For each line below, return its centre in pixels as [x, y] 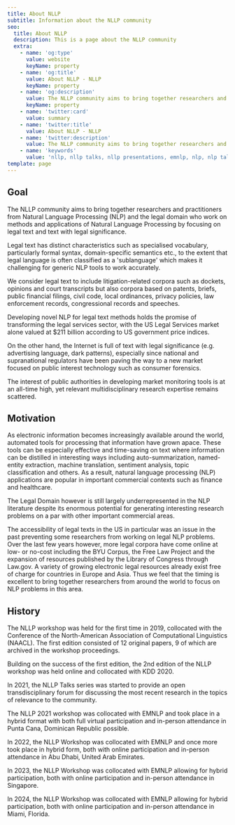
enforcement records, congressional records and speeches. [94, 303]
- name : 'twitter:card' [55, 112]
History [24, 611]
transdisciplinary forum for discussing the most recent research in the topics [117, 692]
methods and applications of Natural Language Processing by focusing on [114, 224]
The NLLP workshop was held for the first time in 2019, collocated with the [115, 628]
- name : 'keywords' [48, 151]
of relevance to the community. [52, 700]
